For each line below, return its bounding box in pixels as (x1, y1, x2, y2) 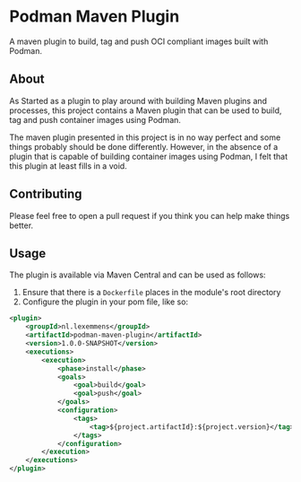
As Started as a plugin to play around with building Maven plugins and (9, 95, 267, 106)
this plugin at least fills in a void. (9, 160, 127, 171)
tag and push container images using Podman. (9, 114, 182, 125)
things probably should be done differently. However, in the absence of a (9, 141, 279, 152)
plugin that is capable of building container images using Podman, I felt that (9, 151, 288, 162)
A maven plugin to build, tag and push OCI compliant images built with (9, 36, 269, 47)
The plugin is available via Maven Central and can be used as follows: (9, 269, 266, 280)
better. (9, 220, 34, 231)
